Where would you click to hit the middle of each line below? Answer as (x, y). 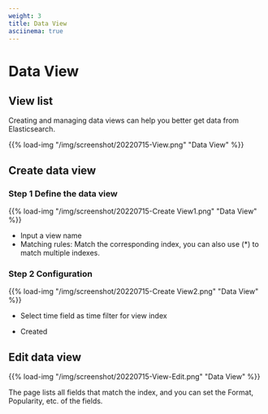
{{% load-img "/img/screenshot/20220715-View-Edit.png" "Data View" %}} (135, 377)
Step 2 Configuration (51, 274)
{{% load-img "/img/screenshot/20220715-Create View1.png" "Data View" (133, 211)
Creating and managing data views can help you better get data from (124, 121)
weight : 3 (25, 16)
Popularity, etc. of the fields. (56, 401)
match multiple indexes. (60, 253)
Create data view (52, 170)
